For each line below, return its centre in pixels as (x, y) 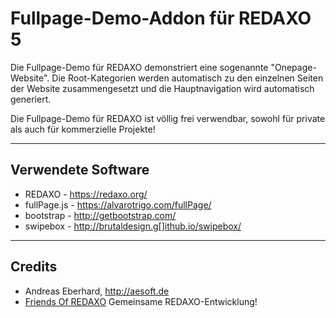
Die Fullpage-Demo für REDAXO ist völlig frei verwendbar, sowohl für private (168, 118)
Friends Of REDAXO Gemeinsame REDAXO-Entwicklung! (141, 301)
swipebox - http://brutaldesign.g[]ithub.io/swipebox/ (133, 226)
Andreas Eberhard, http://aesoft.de (97, 291)
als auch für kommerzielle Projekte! (83, 129)
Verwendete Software (80, 170)
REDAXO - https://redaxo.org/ (86, 194)
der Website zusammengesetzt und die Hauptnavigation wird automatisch (162, 88)
